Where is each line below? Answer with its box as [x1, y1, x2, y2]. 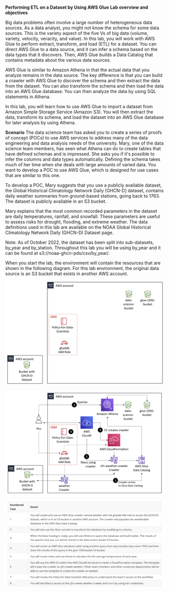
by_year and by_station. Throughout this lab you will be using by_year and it [5, 245, 161, 251]
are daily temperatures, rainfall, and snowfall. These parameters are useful [5, 213, 160, 219]
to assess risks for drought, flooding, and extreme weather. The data [5, 219, 148, 224]
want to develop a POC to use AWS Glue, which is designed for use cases [5, 167, 159, 173]
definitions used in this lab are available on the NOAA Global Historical [5, 224, 151, 230]
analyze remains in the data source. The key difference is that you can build [5, 72, 163, 78]
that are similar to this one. [5, 172, 61, 178]
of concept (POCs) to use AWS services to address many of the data [5, 135, 148, 141]
